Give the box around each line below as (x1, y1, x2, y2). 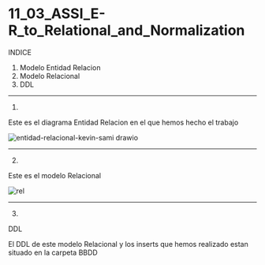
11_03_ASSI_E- (8, 5, 106, 23)
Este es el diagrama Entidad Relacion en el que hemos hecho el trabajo (8, 118, 239, 127)
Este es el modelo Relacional (8, 170, 101, 180)
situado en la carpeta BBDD (8, 248, 99, 257)
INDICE (8, 47, 32, 57)
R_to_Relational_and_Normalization (8, 21, 245, 39)
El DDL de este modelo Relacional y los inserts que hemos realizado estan (8, 239, 248, 248)
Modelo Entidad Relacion (19, 62, 101, 72)
